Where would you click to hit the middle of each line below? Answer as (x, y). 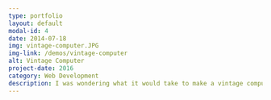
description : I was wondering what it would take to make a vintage (126, 83)
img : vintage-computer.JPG (54, 46)
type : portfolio (35, 16)
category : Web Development (54, 76)
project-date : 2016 (41, 69)
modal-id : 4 (28, 31)
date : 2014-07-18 (38, 38)
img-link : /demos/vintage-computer (68, 53)
